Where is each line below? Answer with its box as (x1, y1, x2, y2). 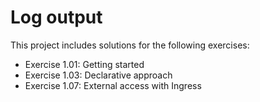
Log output (10, 6, 103, 29)
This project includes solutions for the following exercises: (10, 39, 250, 51)
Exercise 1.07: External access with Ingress (24, 79, 202, 91)
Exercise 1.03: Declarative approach (24, 69, 173, 81)
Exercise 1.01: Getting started (24, 58, 145, 70)
